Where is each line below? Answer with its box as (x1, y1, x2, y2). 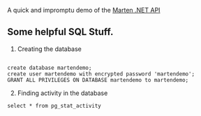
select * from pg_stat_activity (7, 102, 101, 109)
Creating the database (17, 45, 82, 53)
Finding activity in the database (17, 89, 108, 97)
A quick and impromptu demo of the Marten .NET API (7, 6, 161, 14)
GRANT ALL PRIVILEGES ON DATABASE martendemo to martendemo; (7, 76, 189, 83)
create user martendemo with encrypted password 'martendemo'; (7, 70, 195, 78)
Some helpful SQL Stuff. (7, 26, 114, 38)
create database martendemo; (7, 64, 92, 71)
